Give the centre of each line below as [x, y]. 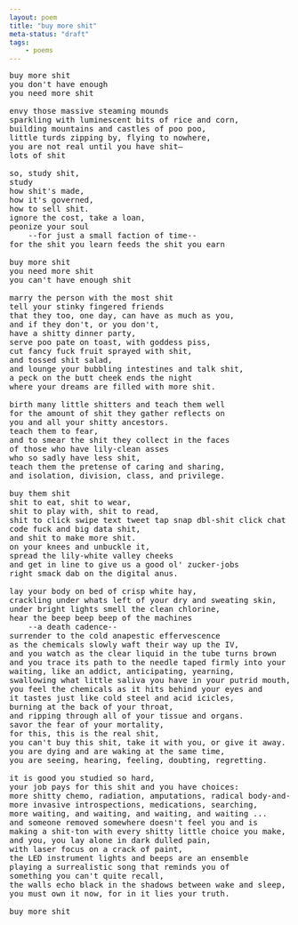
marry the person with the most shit [92, 298]
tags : [19, 42]
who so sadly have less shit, [75, 458]
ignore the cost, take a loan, [77, 218]
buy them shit [40, 494]
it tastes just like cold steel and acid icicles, [122, 698]
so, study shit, [44, 173]
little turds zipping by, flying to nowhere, [110, 138]
